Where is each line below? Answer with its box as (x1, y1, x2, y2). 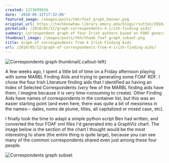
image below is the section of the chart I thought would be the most (5, 126, 145, 132)
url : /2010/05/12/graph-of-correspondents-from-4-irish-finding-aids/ (5, 45, 156, 50)
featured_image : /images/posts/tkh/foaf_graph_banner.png (5, 17, 129, 22)
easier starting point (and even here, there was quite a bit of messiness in (5, 100, 157, 106)
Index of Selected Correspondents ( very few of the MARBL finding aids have (5, 84, 164, 91)
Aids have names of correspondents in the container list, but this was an (5, 95, 155, 101)
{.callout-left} (78, 58, 107, 64)
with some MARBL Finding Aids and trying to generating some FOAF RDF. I (5, 73, 160, 79)
